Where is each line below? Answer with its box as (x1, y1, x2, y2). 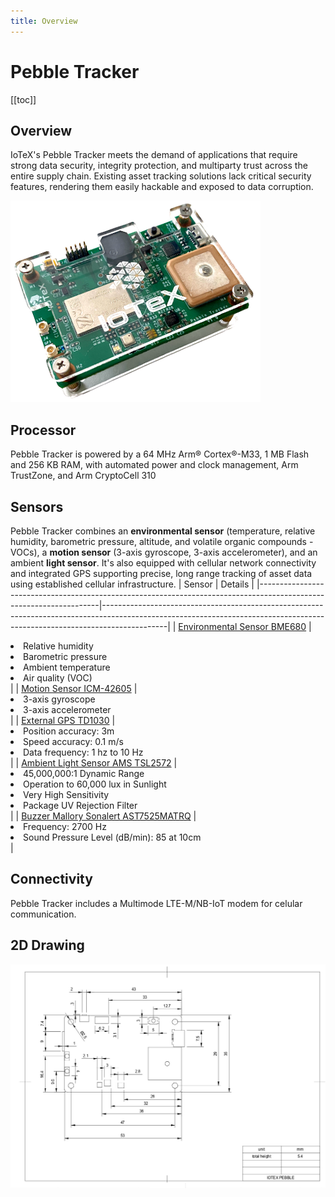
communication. (10, 908, 77, 920)
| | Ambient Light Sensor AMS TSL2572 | (10, 757, 178, 769)
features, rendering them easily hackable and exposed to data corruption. (10, 181, 314, 193)
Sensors (10, 498, 64, 515)
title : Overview (10, 16, 78, 26)
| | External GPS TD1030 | (10, 715, 116, 726)
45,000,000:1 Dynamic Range (23, 768, 145, 779)
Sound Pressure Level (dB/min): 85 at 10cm (23, 831, 202, 843)
